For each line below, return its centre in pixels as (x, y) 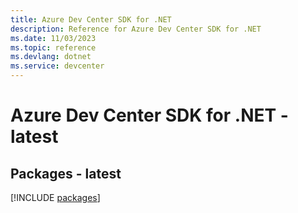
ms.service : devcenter (57, 66)
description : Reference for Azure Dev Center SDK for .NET (136, 29)
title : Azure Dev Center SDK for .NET (91, 19)
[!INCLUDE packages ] (55, 197)
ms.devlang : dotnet (51, 57)
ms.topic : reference (53, 47)
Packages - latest (66, 173)
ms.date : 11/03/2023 (53, 38)
